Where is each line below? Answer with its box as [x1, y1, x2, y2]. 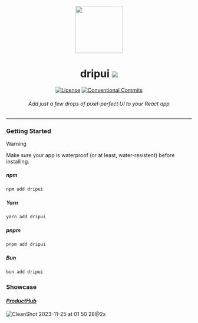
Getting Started [6, 127, 51, 135]
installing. [6, 158, 29, 165]
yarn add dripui [6, 214, 46, 220]
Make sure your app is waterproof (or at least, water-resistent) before [6, 152, 175, 159]
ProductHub [6, 297, 37, 305]
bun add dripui [6, 269, 44, 275]
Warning [6, 141, 27, 148]
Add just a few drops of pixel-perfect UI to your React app [28, 100, 170, 107]
